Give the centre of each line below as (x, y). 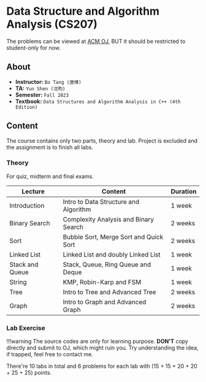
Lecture (33, 191)
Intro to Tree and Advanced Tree (109, 292)
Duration (184, 191)
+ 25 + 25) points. (29, 373)
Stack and (24, 264)
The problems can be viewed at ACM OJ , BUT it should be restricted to (96, 41)
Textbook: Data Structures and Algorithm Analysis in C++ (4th (98, 101)
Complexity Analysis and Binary (109, 219)
